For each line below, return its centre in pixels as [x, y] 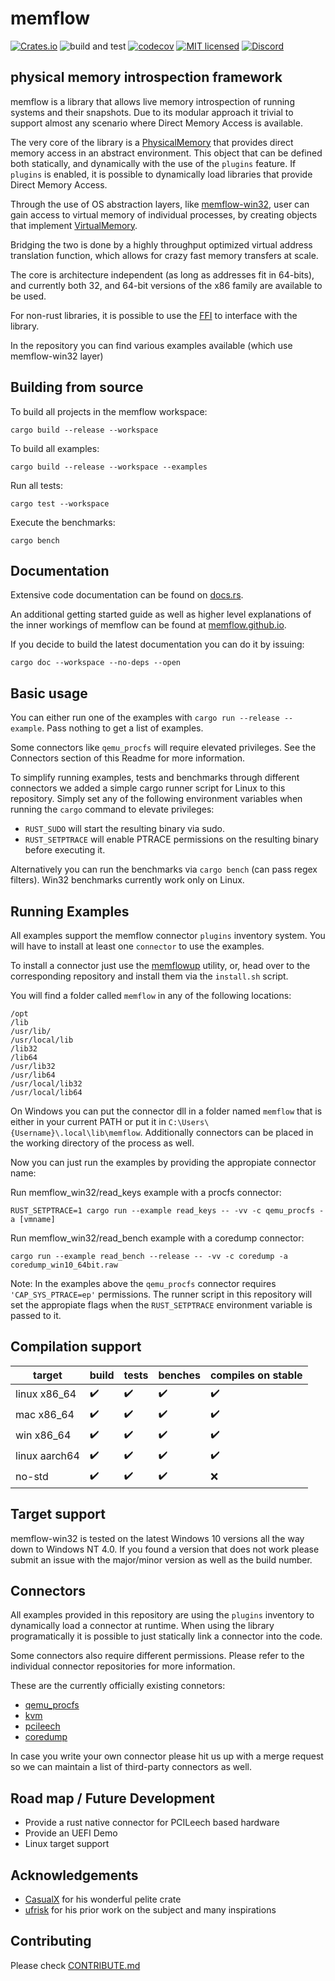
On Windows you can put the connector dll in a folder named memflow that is [166, 1111]
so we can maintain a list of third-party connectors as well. [131, 1767]
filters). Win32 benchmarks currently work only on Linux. [127, 880]
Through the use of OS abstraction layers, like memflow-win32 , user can [160, 204]
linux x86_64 [46, 1394]
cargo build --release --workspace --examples [109, 467]
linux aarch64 [47, 1456]
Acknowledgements [74, 1875]
